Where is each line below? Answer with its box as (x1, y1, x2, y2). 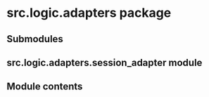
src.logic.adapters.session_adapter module (6, 56, 203, 68)
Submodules (6, 33, 64, 45)
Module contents (6, 81, 83, 93)
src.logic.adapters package (6, 5, 172, 21)
